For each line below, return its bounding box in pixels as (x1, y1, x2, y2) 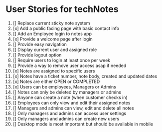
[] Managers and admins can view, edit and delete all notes (12, 105, 134, 111)
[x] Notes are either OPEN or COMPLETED (12, 78, 100, 84)
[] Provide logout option (12, 51, 62, 58)
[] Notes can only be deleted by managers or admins (12, 89, 122, 95)
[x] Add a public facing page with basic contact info (12, 25, 119, 31)
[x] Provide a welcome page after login (12, 36, 93, 42)
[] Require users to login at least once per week (12, 57, 111, 63)
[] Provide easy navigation (12, 41, 67, 47)
